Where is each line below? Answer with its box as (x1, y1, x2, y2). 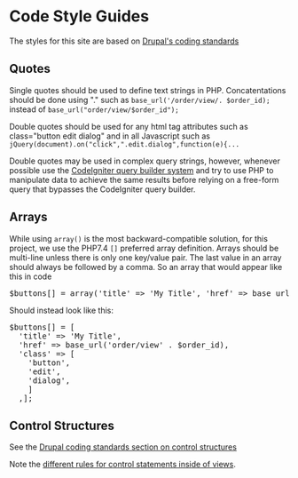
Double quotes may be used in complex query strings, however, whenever (9, 155, 281, 166)
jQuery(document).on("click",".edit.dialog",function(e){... (9, 139, 240, 148)
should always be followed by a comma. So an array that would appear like (9, 261, 283, 272)
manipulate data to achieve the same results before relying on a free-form (9, 174, 279, 185)
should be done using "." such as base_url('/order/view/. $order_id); (9, 94, 271, 105)
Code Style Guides (9, 6, 149, 27)
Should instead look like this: (9, 305, 114, 315)
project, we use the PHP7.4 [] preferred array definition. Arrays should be (9, 243, 279, 253)
